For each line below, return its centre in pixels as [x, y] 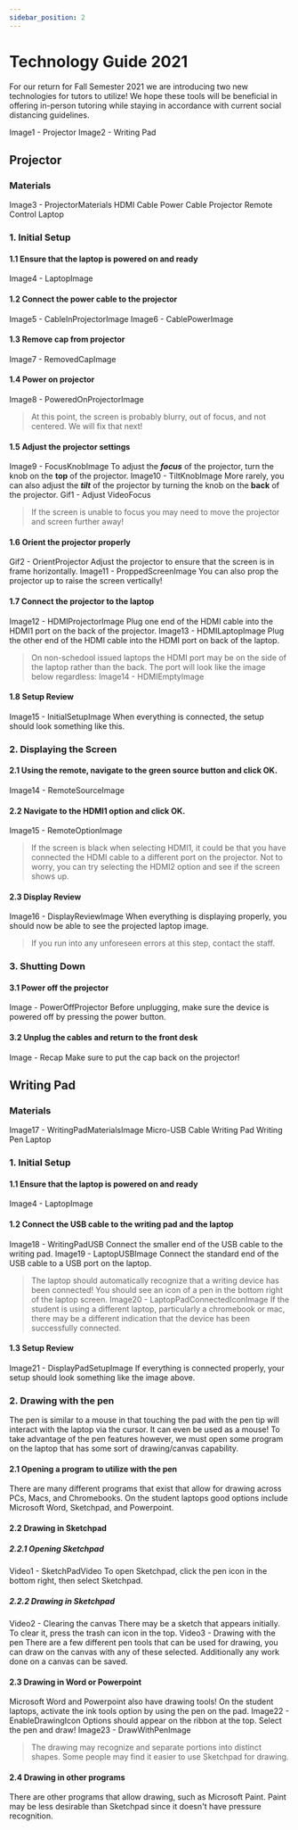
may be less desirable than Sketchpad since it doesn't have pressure [135, 1807]
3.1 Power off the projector [59, 988]
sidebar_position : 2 [48, 17]
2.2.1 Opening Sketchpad [57, 1548]
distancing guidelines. [49, 115]
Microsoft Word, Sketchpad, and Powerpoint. [92, 1508]
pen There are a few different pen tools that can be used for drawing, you [144, 1642]
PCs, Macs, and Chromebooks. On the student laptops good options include [149, 1498]
